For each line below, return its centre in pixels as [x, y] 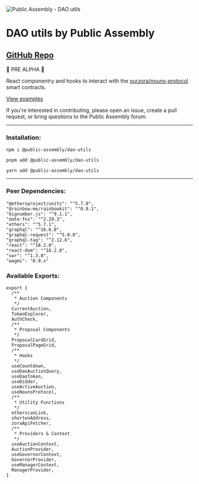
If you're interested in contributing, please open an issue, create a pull [92, 110]
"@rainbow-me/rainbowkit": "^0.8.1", [53, 209]
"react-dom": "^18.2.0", [37, 250]
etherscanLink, [30, 413]
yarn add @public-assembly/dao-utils [53, 171]
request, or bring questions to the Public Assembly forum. [77, 117]
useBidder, [25, 381]
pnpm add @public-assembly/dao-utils [53, 161]
